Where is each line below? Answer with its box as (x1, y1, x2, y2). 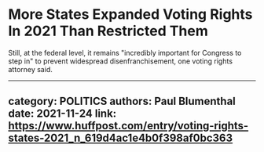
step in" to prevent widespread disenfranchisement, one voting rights (8, 56, 233, 66)
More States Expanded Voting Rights (8, 5, 253, 24)
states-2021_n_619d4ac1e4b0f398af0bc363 (8, 132, 233, 145)
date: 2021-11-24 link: (8, 107, 117, 121)
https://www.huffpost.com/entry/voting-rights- (8, 119, 249, 132)
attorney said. (8, 64, 53, 74)
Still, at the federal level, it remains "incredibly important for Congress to (8, 48, 242, 57)
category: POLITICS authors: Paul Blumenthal (8, 95, 236, 108)
